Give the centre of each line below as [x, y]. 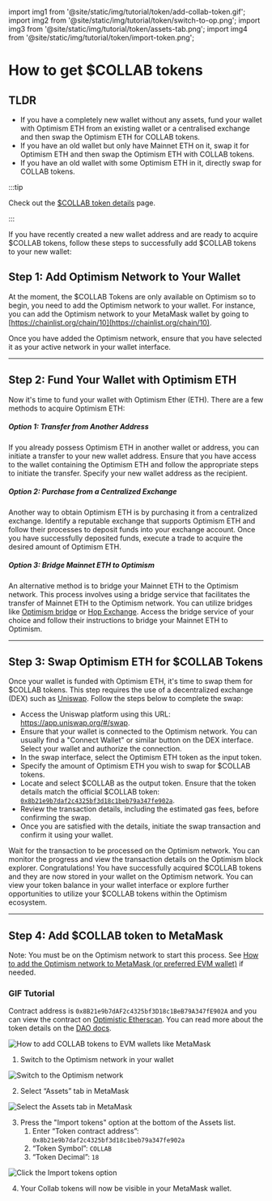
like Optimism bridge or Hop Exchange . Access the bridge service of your [131, 611]
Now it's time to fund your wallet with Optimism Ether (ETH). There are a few [136, 399]
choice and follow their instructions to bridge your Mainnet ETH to [118, 620]
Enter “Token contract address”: [85, 1131]
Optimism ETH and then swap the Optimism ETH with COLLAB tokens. [137, 154]
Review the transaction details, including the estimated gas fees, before [139, 809]
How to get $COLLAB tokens [106, 70]
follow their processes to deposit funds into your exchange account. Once [132, 529]
